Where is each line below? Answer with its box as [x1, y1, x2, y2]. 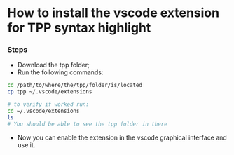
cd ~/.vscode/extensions [7, 107, 80, 115]
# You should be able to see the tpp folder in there [7, 121, 168, 128]
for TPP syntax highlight [7, 20, 151, 36]
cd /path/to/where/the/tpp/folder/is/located [7, 82, 142, 89]
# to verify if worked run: [7, 101, 90, 108]
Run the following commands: [17, 68, 104, 76]
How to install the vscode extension [7, 5, 219, 21]
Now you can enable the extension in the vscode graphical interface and [17, 133, 228, 142]
